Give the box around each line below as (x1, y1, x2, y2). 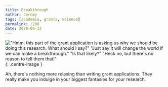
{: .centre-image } (5, 61, 43, 67)
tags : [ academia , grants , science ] (5, 17, 80, 22)
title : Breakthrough (5, 7, 49, 13)
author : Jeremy (5, 12, 37, 17)
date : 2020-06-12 (5, 26, 42, 31)
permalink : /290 (5, 21, 39, 27)
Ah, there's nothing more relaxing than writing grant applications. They (5, 71, 153, 77)
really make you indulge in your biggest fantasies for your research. (5, 76, 146, 82)
